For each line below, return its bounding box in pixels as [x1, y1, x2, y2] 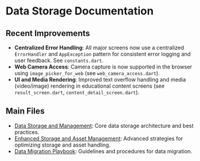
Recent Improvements [5, 28, 91, 38]
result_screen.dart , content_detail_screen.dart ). [14, 89, 139, 96]
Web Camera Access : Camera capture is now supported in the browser [14, 63, 193, 70]
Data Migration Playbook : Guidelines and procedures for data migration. [14, 147, 193, 154]
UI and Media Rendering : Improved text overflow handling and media [14, 76, 186, 83]
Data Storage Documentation [5, 4, 154, 18]
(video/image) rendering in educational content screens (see [14, 82, 165, 90]
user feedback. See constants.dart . [14, 57, 104, 64]
